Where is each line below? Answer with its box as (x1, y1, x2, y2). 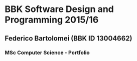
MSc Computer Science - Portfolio (5, 49, 90, 56)
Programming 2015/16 (5, 14, 99, 25)
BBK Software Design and (5, 3, 114, 15)
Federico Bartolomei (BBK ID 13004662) (5, 34, 132, 42)
